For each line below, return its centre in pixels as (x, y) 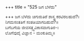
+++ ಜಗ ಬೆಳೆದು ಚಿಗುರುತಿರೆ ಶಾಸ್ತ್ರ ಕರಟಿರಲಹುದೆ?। (42, 17)
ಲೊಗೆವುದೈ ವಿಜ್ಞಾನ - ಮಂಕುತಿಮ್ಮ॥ (30, 33)
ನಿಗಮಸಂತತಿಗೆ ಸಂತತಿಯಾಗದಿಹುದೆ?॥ (32, 22)
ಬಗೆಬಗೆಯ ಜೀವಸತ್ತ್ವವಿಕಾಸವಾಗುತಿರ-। (32, 27)
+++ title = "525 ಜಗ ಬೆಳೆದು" (31, 7)
